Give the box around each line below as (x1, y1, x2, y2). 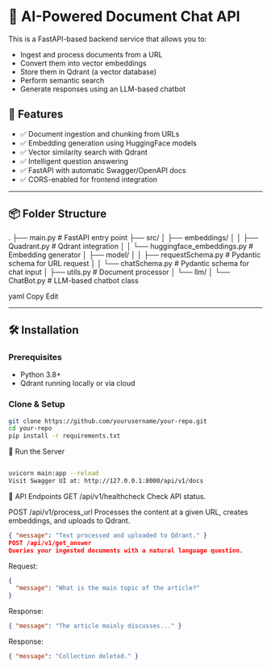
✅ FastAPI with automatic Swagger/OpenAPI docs (19, 165, 187, 175)
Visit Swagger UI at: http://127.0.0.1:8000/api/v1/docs (8, 477, 204, 485)
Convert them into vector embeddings (19, 58, 147, 68)
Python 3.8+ (19, 370, 62, 379)
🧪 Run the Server (8, 446, 65, 456)
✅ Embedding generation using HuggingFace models (19, 137, 198, 148)
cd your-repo (8, 425, 52, 433)
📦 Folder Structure (8, 207, 107, 221)
